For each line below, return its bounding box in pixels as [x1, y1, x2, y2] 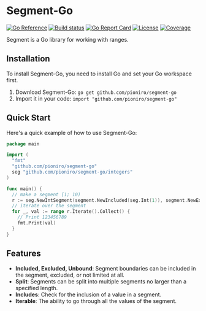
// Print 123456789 [17, 214, 67, 221]
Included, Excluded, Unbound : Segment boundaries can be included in [15, 264, 196, 272]
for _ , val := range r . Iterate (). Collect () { [12, 209, 131, 215]
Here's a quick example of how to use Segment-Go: [6, 129, 137, 136]
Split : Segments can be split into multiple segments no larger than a [15, 277, 187, 285]
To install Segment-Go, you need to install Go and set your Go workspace [6, 70, 192, 77]
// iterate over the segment [12, 203, 86, 209]
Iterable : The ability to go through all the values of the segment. [15, 297, 177, 304]
